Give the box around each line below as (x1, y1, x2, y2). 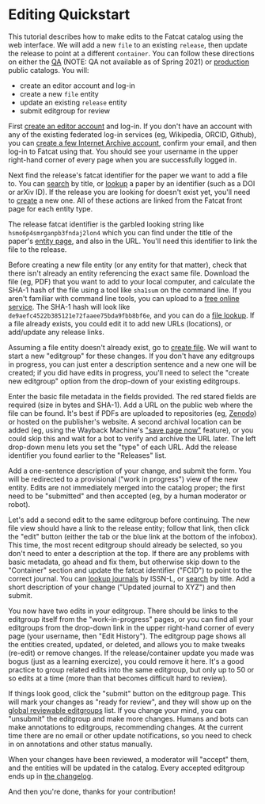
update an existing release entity (19, 97, 127, 107)
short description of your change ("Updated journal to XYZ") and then (8, 582, 236, 592)
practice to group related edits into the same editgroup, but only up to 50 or (8, 665, 255, 674)
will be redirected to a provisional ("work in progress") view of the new (8, 474, 239, 484)
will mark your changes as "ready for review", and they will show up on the (8, 697, 252, 707)
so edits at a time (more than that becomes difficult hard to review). (8, 673, 228, 683)
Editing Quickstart (8, 6, 131, 24)
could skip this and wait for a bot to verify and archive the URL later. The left (8, 433, 256, 443)
